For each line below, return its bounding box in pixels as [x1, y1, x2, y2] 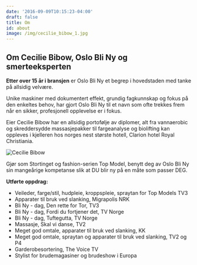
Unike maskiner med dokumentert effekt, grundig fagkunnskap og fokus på [6, 95, 189, 102]
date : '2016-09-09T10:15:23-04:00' [6, 8, 94, 15]
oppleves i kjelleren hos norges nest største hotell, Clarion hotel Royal [6, 131, 175, 138]
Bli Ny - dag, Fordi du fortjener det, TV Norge [14, 208, 125, 215]
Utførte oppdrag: [6, 178, 48, 185]
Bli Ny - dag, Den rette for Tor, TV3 [14, 201, 99, 209]
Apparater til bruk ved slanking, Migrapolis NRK [14, 196, 130, 203]
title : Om [6, 19, 31, 25]
